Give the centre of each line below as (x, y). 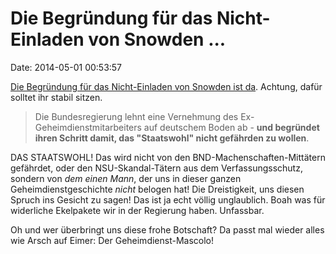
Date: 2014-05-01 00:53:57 (66, 67)
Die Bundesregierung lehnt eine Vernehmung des (136, 116)
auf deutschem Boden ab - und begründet (231, 127)
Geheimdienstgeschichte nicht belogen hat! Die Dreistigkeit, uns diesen (157, 189)
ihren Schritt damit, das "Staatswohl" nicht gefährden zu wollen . (172, 138)
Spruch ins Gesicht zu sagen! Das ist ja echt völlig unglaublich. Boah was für (168, 199)
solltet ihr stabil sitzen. (56, 97)
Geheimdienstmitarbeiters (88, 127)
